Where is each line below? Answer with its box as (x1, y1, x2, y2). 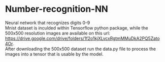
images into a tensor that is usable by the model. (5, 51, 104, 57)
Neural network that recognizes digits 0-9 (5, 20, 90, 26)
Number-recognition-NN (5, 3, 108, 15)
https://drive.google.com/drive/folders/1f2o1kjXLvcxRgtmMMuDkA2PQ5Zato (5, 35, 160, 41)
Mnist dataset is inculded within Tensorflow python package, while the (5, 25, 148, 31)
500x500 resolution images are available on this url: (5, 30, 110, 36)
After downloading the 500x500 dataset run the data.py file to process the (5, 46, 156, 52)
